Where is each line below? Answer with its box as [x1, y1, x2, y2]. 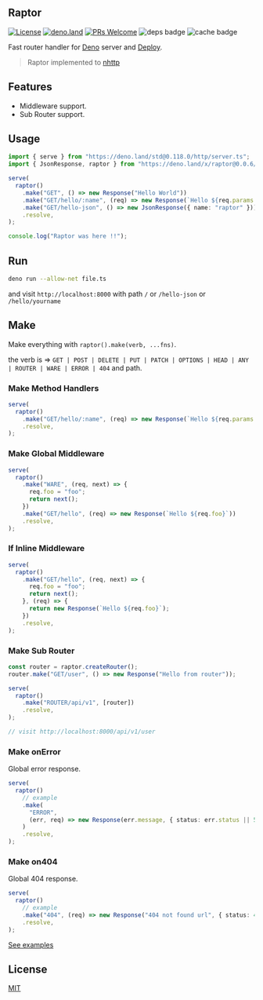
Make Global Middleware [8, 448, 105, 459]
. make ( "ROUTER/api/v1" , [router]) [22, 699, 135, 707]
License [8, 962, 48, 976]
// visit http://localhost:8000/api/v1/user [8, 728, 156, 735]
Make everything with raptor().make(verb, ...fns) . [8, 339, 177, 349]
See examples [8, 940, 54, 949]
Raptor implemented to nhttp [27, 57, 120, 67]
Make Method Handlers [8, 382, 99, 393]
